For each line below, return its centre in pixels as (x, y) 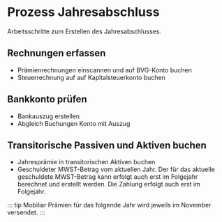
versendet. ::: (26, 212)
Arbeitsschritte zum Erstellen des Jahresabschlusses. (84, 31)
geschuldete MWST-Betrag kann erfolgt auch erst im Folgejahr (108, 177)
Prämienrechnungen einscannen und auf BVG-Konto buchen (104, 70)
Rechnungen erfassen (57, 53)
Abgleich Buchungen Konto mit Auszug (74, 123)
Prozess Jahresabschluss (83, 12)
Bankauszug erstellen (49, 116)
